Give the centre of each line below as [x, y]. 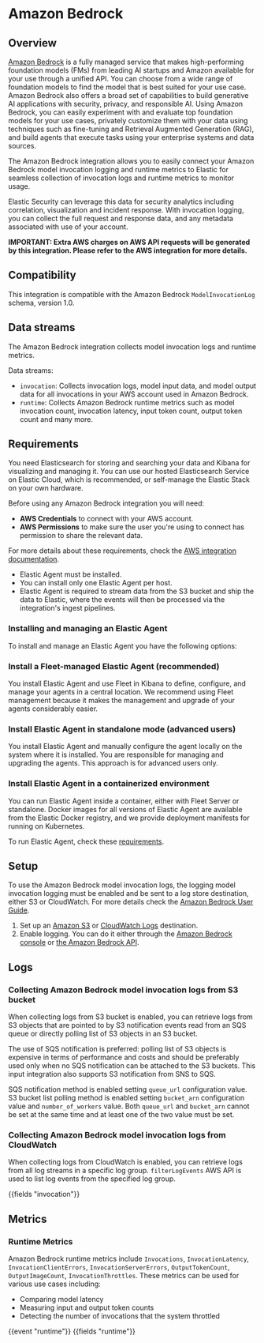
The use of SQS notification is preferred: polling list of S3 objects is [117, 1049]
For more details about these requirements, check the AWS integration [122, 551]
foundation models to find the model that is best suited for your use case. [127, 87]
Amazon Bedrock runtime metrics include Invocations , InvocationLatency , [129, 1259]
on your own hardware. [46, 488]
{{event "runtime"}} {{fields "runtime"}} [72, 1331]
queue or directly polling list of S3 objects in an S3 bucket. [103, 1034]
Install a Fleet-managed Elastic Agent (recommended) [114, 666]
